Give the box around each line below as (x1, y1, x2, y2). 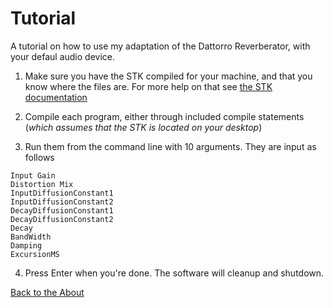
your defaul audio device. (10, 50, 115, 62)
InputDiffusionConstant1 (10, 188, 114, 198)
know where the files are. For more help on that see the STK (24, 80, 273, 92)
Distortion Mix (10, 179, 74, 189)
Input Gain (10, 170, 56, 181)
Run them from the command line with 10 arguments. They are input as (24, 140, 317, 152)
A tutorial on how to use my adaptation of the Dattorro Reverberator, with (10, 40, 311, 52)
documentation (24, 91, 88, 103)
